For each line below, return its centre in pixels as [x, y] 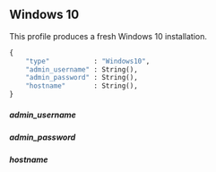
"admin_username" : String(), [82, 69]
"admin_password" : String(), [82, 78]
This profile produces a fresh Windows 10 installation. [108, 36]
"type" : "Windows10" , [88, 61]
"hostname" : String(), [82, 86]
